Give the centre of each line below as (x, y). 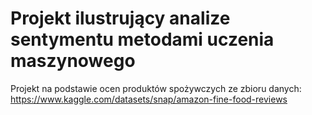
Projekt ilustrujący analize (120, 18)
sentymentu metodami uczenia (142, 39)
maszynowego (73, 61)
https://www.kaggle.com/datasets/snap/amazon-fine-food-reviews (149, 99)
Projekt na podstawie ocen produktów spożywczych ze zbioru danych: (156, 88)
